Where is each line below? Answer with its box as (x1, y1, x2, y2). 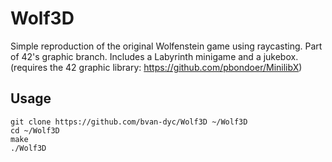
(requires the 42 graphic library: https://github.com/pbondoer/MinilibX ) (10, 61, 303, 73)
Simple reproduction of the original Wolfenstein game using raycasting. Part (10, 40, 323, 52)
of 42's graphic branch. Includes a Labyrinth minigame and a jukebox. (10, 50, 299, 62)
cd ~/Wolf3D (10, 125, 60, 136)
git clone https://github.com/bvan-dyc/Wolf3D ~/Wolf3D (10, 117, 248, 127)
